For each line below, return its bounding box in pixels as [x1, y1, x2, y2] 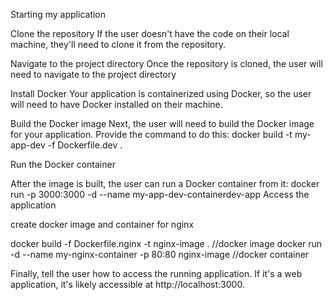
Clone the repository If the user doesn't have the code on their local [10, 28, 290, 39]
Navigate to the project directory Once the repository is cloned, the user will [10, 58, 323, 69]
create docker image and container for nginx [10, 219, 195, 230]
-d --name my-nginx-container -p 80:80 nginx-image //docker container [10, 249, 310, 260]
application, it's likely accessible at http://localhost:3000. [10, 279, 245, 290]
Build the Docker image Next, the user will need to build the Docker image [10, 118, 315, 129]
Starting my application [10, 9, 107, 20]
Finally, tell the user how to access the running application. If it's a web [10, 268, 303, 279]
